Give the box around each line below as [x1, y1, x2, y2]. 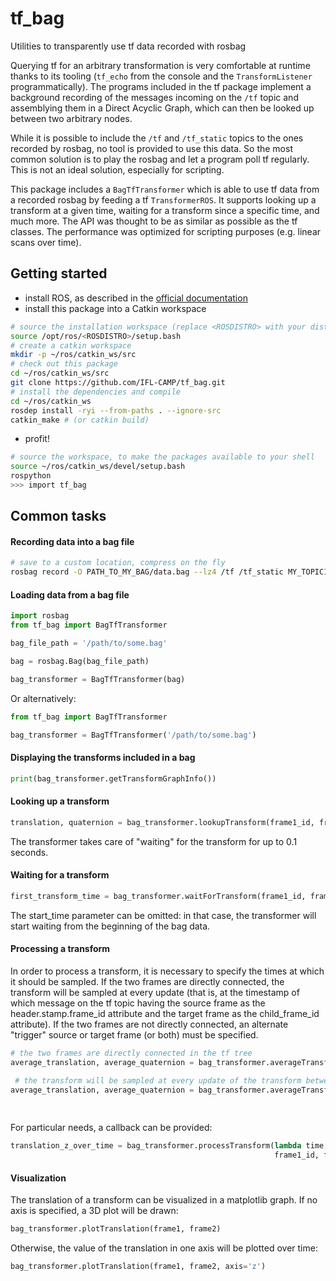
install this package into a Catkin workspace [24, 302, 207, 314]
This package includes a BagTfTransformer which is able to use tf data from [10, 183, 320, 195]
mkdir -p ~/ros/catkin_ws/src [10, 350, 137, 360]
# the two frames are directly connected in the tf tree [10, 1048, 253, 1058]
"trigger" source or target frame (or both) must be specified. [10, 1028, 259, 1041]
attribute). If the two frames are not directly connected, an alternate [10, 1018, 289, 1030]
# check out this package [10, 359, 118, 369]
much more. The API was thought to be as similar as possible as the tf [10, 215, 298, 227]
